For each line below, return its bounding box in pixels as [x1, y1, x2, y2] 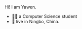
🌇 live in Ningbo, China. [11, 19, 60, 24]
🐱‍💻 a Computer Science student [11, 14, 78, 19]
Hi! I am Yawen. [4, 4, 37, 10]
